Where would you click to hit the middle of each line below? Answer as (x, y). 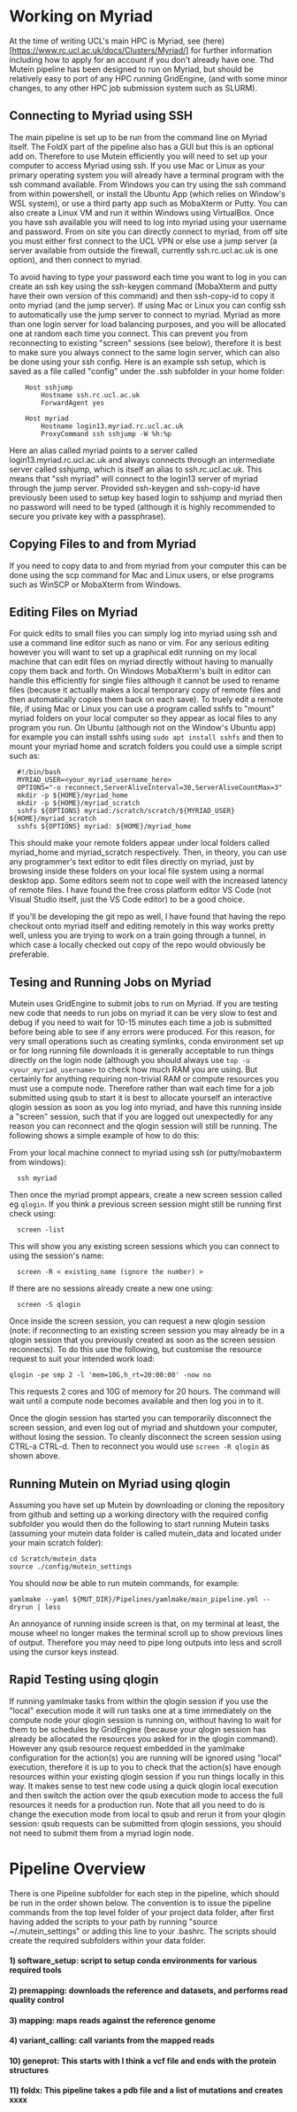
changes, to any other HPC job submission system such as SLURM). (133, 88)
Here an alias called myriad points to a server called (103, 450)
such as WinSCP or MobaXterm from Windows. (95, 584)
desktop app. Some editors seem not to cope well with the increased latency (148, 880)
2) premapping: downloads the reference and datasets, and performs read (148, 1990)
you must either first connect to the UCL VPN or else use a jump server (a (143, 240)
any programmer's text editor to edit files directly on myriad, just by (132, 862)
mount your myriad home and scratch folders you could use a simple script (146, 747)
